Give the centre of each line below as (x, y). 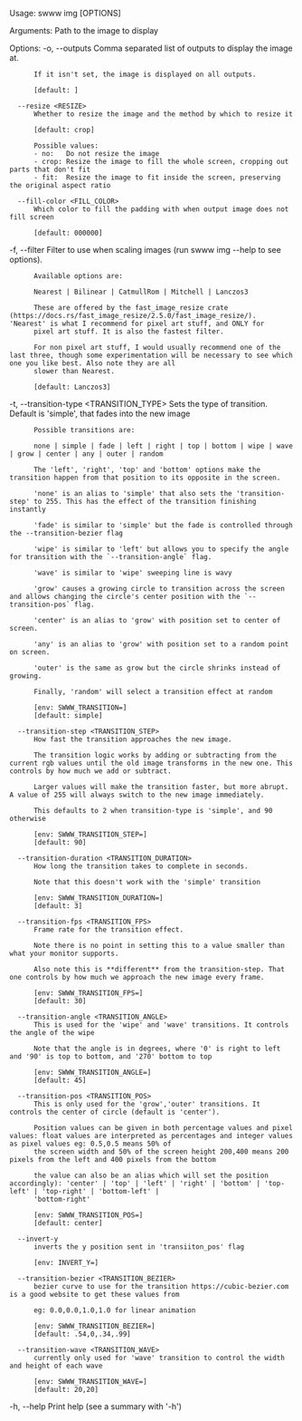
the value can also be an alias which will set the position (151, 1175)
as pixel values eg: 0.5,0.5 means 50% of (90, 1144)
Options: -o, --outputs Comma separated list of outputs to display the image (151, 48)
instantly (28, 509)
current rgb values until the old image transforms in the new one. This (151, 763)
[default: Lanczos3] (72, 387)
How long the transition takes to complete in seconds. (141, 866)
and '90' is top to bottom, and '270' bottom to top (111, 1057)
